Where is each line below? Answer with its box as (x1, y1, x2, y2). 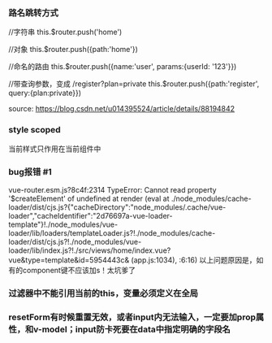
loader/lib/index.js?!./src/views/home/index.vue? (8, 245, 171, 255)
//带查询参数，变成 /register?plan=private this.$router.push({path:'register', (8, 79, 260, 89)
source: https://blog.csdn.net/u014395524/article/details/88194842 (8, 104, 235, 114)
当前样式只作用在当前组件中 (8, 144, 101, 154)
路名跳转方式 (8, 7, 59, 18)
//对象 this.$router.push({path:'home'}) (8, 45, 138, 54)
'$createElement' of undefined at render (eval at (8, 193, 170, 203)
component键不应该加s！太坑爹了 (22, 265, 136, 275)
